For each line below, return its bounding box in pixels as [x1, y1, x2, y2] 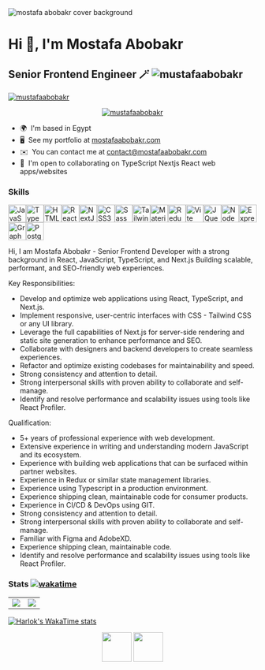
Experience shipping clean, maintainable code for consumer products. [19, 492, 248, 501]
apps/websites [19, 167, 68, 176]
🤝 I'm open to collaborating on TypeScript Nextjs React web [19, 158, 216, 168]
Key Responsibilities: [8, 279, 76, 288]
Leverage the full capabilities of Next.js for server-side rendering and [19, 327, 244, 337]
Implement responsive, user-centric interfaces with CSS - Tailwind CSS [19, 311, 252, 320]
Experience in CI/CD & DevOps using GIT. [19, 501, 155, 510]
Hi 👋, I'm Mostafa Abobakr [8, 35, 184, 54]
